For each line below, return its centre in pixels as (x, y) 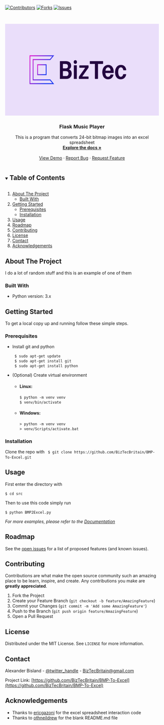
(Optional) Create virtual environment (50, 375)
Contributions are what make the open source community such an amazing (81, 576)
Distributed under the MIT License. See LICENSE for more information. (74, 644)
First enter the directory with (34, 484)
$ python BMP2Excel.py (28, 512)
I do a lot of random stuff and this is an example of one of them (68, 273)
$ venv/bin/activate (40, 402)
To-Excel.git (18, 457)
